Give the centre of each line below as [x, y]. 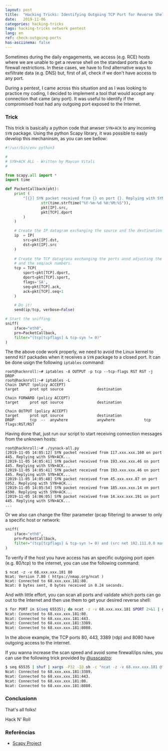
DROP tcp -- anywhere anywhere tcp [78, 420]
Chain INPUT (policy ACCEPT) [35, 385]
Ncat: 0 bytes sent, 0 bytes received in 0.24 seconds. [64, 585]
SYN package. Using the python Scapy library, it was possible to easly [76, 133]
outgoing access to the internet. [38, 643]
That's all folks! [21, 709]
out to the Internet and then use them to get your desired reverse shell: [78, 600]
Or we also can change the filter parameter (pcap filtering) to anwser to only [84, 515]
